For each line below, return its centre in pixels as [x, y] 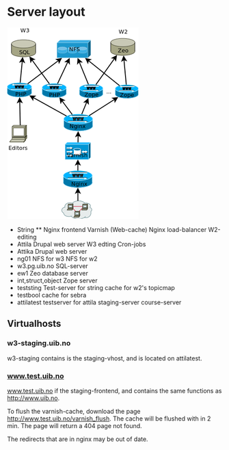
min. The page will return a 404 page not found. [75, 425]
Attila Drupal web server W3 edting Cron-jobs [81, 244]
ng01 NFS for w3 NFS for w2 [57, 259]
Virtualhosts [34, 324]
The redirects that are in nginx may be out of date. [78, 439]
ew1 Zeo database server [53, 273]
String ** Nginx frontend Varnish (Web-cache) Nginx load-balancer [112, 229]
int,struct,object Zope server [57, 280]
